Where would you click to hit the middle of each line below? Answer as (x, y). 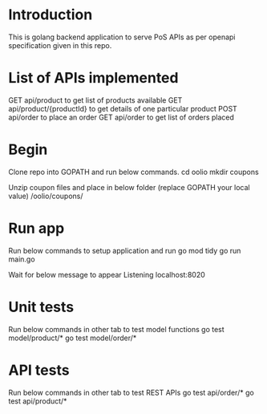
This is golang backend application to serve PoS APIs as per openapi (122, 37)
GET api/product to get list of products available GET (95, 100)
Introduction (51, 15)
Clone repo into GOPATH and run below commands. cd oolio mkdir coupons (133, 172)
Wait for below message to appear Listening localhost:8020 (107, 274)
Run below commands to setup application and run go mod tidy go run (125, 250)
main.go (22, 259)
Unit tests (41, 307)
